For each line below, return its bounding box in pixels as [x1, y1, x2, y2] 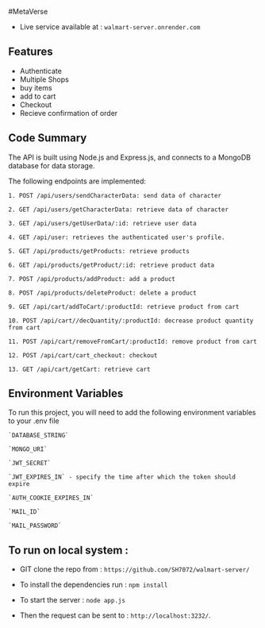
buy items [19, 83, 53, 92]
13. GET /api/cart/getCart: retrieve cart [8, 365, 151, 373]
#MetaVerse [8, 7, 48, 16]
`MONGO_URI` [8, 445, 48, 453]
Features [8, 45, 53, 59]
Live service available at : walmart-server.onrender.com [19, 22, 201, 31]
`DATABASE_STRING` [8, 432, 69, 440]
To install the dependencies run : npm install [19, 580, 168, 590]
